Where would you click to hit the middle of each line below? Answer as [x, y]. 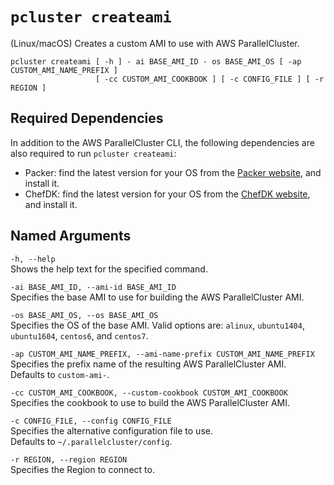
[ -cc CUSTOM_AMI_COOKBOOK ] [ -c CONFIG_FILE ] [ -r [210, 79]
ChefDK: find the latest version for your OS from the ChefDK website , [167, 194]
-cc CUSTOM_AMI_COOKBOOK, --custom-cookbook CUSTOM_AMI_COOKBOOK [149, 393]
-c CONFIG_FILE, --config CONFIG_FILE [91, 421]
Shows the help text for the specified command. [109, 269]
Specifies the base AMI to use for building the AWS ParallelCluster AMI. [157, 297]
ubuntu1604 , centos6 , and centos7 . [79, 335]
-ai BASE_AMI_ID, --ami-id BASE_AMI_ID [93, 287]
